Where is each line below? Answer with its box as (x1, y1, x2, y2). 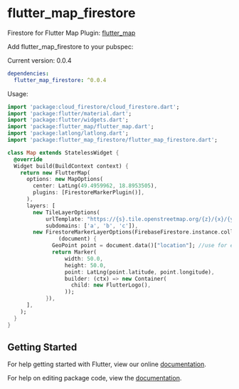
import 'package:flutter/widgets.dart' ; (7, 116, 129, 124)
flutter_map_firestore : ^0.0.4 (14, 76, 107, 83)
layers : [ (26, 202, 55, 209)
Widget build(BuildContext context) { (14, 162, 129, 170)
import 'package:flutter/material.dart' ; (7, 110, 132, 117)
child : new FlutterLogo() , (70, 281, 152, 289)
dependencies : (7, 70, 50, 77)
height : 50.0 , (64, 261, 107, 269)
